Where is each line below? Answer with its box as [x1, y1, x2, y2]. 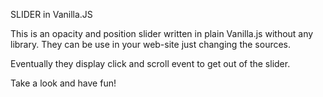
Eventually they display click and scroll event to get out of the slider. [10, 58, 291, 69]
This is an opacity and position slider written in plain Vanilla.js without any [10, 28, 314, 39]
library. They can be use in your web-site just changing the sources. [10, 39, 292, 50]
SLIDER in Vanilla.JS [10, 9, 93, 20]
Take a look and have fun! [10, 77, 117, 89]
